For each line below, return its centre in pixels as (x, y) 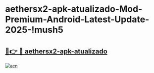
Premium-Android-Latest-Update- (77, 19)
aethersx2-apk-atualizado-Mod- (74, 9)
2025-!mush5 (34, 30)
